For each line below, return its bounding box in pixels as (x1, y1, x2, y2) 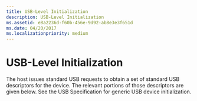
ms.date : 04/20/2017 (6, 25, 57, 31)
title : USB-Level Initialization (6, 8, 88, 15)
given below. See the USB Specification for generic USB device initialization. (6, 88, 192, 95)
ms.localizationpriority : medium (6, 31, 88, 37)
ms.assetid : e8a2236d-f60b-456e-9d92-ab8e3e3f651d (6, 19, 133, 25)
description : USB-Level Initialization (6, 14, 104, 20)
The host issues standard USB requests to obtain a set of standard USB (6, 76, 180, 83)
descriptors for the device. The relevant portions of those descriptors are (6, 82, 184, 89)
